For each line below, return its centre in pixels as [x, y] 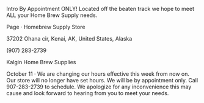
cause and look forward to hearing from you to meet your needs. [88, 93]
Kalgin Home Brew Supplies [41, 62]
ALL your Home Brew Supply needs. [52, 15]
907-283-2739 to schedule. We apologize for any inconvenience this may [99, 87]
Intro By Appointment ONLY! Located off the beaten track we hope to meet [100, 9]
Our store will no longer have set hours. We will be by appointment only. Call [102, 80]
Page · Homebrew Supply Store [46, 27]
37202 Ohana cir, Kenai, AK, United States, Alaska [69, 38]
